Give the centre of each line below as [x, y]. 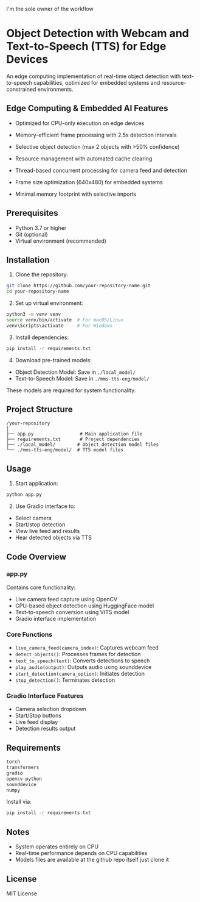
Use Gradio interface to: [45, 506]
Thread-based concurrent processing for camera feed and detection [101, 170]
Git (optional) [32, 234]
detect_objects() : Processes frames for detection [78, 654]
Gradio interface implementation [55, 618]
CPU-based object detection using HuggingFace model [84, 606]
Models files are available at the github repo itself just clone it [92, 860]
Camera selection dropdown [51, 709]
